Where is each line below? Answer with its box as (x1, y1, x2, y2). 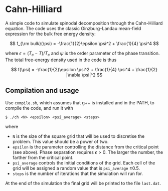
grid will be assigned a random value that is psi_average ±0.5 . (12, 165, 140, 171)
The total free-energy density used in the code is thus (5, 57, 117, 63)
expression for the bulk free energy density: (5, 31, 96, 37)
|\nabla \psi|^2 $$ (66, 72, 103, 78)
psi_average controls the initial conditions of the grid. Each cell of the (12, 159, 155, 166)
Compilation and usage (5, 86, 79, 95)
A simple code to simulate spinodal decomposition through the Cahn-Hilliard (5, 20, 163, 26)
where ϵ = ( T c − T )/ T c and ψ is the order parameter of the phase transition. (5, 50, 160, 57)
